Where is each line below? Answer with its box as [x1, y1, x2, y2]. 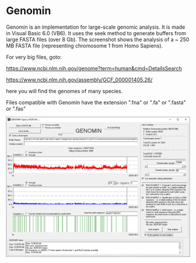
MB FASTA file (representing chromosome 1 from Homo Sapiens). [6, 42, 163, 49]
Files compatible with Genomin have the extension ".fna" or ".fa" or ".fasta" [6, 98, 186, 106]
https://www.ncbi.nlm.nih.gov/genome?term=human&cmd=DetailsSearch [6, 64, 183, 71]
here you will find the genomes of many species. [6, 87, 123, 94]
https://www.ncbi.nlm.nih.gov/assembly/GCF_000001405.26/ [6, 76, 153, 83]
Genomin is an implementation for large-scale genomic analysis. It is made [6, 23, 185, 30]
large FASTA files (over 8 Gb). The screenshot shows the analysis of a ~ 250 [6, 36, 190, 43]
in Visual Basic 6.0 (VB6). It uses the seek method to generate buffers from [6, 29, 187, 36]
